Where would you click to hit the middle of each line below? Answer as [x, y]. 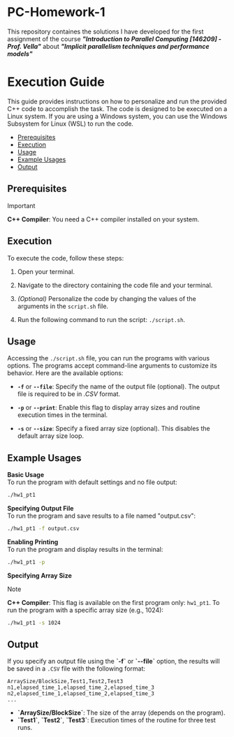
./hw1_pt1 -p [26, 562]
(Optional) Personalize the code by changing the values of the [107, 298]
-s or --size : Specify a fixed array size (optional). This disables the [114, 429]
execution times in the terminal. [63, 415]
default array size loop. [51, 436]
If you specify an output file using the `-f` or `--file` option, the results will [114, 662]
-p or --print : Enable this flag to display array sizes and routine [109, 408]
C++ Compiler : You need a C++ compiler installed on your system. [103, 219]
